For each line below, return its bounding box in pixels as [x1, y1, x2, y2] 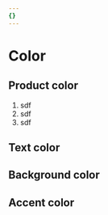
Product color [8, 78, 79, 93]
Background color [8, 168, 101, 182]
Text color [8, 141, 60, 154]
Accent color [8, 196, 75, 209]
